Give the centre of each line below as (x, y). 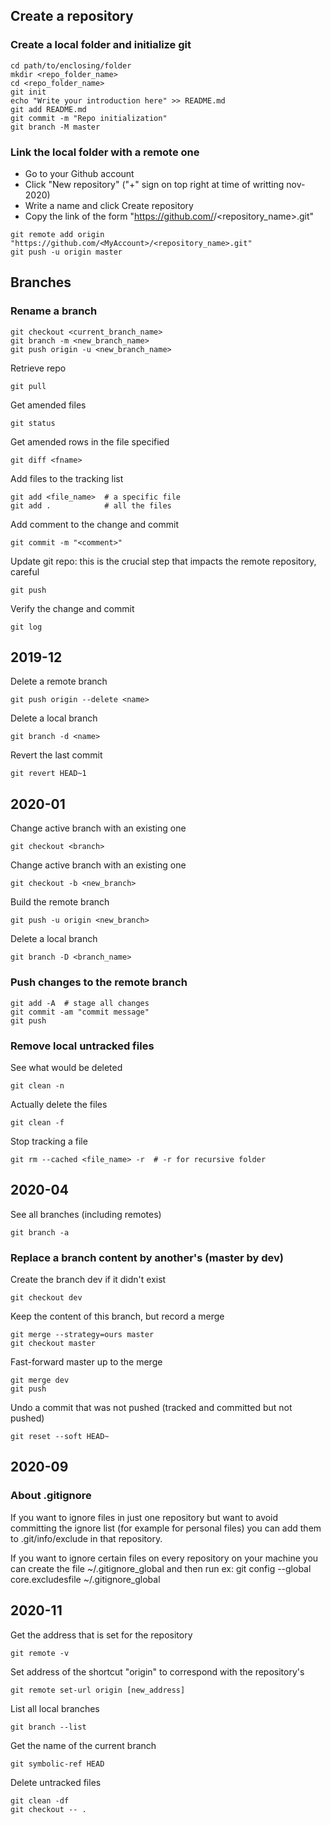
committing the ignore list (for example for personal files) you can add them (166, 1528)
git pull (28, 386)
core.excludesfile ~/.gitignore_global (85, 1579)
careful (25, 571)
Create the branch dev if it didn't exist (88, 1279)
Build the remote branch (60, 902)
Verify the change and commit (72, 608)
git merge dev (40, 1380)
